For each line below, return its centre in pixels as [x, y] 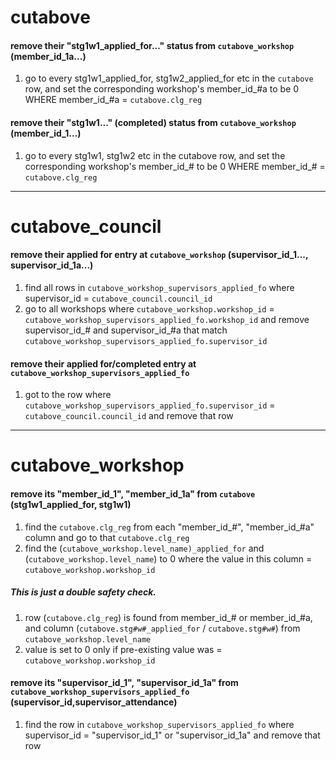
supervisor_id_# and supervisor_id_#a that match [126, 330]
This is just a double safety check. [83, 592]
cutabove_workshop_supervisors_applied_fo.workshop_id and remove [167, 319]
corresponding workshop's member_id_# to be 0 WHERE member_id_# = [175, 166]
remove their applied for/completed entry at [103, 363]
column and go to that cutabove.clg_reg [107, 537]
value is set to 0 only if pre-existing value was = [123, 649]
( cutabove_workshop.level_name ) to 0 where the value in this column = [168, 558]
